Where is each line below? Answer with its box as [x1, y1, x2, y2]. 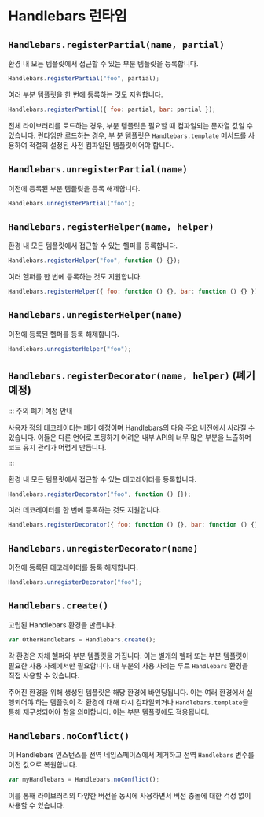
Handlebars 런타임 [8, 7, 127, 25]
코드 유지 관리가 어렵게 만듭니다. [8, 442, 108, 452]
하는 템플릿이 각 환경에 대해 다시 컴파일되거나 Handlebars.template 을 [35, 697, 249, 707]
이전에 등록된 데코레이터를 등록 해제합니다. [8, 563, 139, 572]
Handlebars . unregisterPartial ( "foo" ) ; [8, 199, 135, 207]
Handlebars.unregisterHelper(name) [8, 309, 183, 321]
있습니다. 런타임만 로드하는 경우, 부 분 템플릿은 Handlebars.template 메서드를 [8, 131, 247, 140]
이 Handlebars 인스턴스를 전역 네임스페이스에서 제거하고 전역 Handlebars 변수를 [8, 750, 255, 760]
